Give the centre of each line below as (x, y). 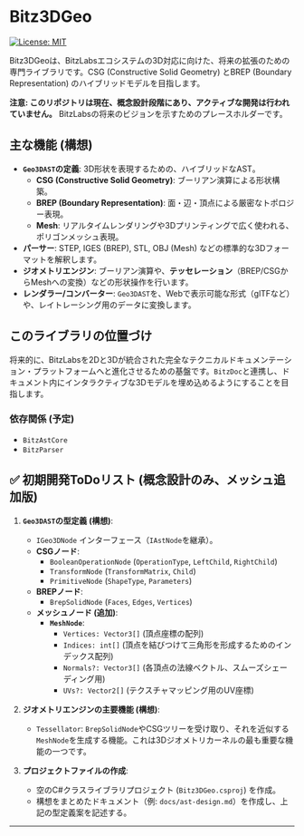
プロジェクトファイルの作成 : (75, 770)
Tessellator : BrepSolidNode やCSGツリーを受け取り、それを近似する (162, 728)
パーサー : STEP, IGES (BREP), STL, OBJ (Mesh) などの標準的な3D (144, 248)
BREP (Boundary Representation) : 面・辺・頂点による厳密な (149, 202)
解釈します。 (78, 259)
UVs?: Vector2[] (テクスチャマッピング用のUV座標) (159, 690)
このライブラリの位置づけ (81, 336)
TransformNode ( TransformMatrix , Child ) (123, 571)
